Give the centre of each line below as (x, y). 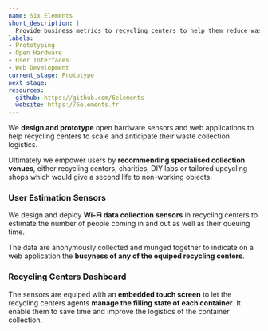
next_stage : (28, 82)
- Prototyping (32, 46)
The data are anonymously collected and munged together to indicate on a (131, 248)
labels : (21, 38)
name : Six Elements (41, 16)
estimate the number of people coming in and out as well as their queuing (129, 224)
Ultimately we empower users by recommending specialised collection (127, 160)
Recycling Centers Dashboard (67, 277)
